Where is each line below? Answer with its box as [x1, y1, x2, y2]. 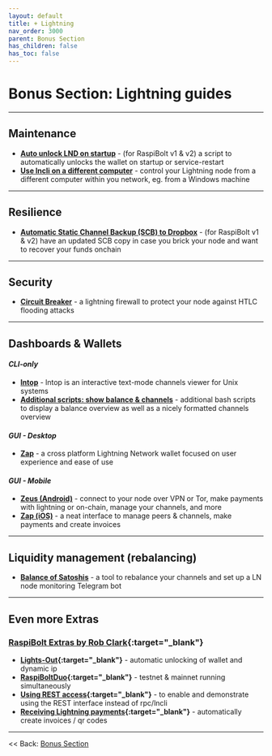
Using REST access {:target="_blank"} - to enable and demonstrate [19, 689, 249, 699]
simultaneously [19, 680, 71, 690]
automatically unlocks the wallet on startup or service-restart [19, 157, 224, 166]
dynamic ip [19, 663, 57, 673]
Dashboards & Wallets [8, 336, 122, 350]
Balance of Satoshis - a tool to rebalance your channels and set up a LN [19, 572, 261, 582]
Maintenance [8, 127, 77, 140]
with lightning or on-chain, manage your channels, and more [19, 503, 223, 512]
